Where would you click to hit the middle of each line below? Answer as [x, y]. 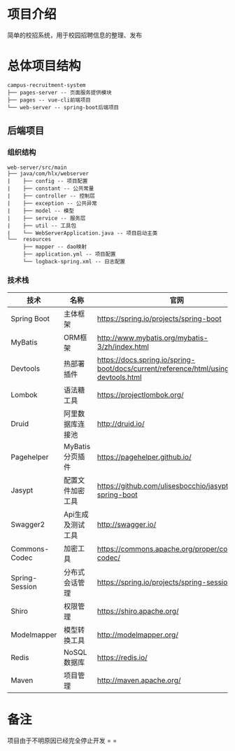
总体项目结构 [44, 66]
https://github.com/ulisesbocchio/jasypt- [165, 485]
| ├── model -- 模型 [41, 211]
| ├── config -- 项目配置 [48, 181]
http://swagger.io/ [127, 524]
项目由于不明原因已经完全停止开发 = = [62, 740]
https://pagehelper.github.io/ [144, 457]
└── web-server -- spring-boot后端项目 [63, 107]
